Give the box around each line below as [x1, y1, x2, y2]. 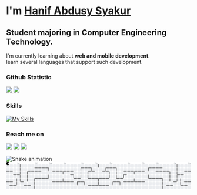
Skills [6, 102, 22, 110]
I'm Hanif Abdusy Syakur [6, 4, 131, 18]
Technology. [6, 36, 53, 46]
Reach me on [6, 130, 44, 138]
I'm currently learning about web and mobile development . [6, 52, 150, 59]
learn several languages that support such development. [6, 59, 143, 65]
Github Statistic [6, 73, 52, 81]
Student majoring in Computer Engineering [6, 28, 167, 38]
